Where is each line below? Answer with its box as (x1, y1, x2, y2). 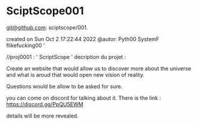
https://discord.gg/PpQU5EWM (6, 100, 83, 108)
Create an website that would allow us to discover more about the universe (6, 64, 192, 72)
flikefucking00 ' (6, 42, 45, 49)
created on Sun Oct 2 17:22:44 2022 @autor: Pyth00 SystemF (6, 35, 160, 42)
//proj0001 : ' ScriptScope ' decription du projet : (6, 53, 126, 60)
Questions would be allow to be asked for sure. (6, 82, 123, 90)
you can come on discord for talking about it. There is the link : (6, 94, 161, 101)
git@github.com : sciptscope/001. (6, 24, 88, 31)
